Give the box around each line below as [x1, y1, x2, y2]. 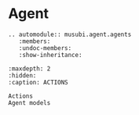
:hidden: [8, 71, 37, 79]
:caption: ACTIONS [8, 78, 68, 86]
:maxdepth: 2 [8, 64, 51, 73]
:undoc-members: [18, 44, 72, 52]
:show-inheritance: [18, 51, 82, 59]
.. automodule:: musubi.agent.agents [8, 31, 132, 38]
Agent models [8, 99, 51, 106]
